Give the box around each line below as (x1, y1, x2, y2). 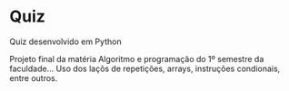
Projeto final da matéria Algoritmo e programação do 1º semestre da (9, 53, 264, 64)
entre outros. (9, 72, 58, 83)
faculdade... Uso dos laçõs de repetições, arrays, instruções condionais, (9, 63, 281, 74)
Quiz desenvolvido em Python (9, 36, 122, 47)
